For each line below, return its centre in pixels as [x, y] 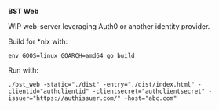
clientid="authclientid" [49, 91]
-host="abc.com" [151, 98]
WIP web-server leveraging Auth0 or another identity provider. [109, 26]
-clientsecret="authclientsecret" [149, 91]
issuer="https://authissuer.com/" [65, 98]
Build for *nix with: [38, 41]
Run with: [24, 70]
